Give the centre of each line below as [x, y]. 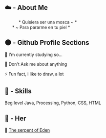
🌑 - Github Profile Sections [47, 43]
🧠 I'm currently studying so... [34, 55]
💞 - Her [15, 118]
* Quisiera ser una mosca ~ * [48, 22]
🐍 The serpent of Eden [27, 130]
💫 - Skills [18, 91]
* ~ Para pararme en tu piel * [41, 27]
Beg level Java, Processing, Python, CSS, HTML [53, 103]
